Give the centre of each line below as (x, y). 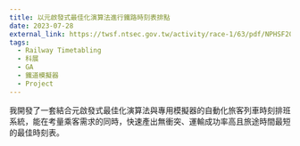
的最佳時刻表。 (37, 132)
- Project (35, 84)
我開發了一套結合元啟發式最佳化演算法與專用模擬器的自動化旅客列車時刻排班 (150, 110)
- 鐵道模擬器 (38, 76)
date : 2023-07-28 (42, 26)
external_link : (37, 34)
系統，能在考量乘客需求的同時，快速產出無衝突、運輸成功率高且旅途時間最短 (150, 121)
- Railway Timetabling (59, 51)
